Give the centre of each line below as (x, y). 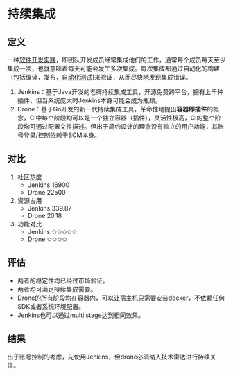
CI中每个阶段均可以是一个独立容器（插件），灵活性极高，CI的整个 (122, 118)
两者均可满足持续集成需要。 (57, 289)
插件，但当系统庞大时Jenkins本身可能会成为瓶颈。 (89, 100)
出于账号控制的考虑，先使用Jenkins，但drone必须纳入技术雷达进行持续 (109, 357)
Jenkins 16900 (49, 185)
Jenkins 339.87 (50, 208)
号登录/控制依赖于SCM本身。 (59, 135)
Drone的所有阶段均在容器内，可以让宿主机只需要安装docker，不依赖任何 (121, 298)
